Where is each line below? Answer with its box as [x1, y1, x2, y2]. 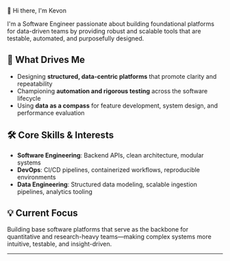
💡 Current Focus [7, 208, 79, 219]
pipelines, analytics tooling [16, 187, 92, 195]
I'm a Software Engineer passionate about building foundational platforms [7, 20, 214, 27]
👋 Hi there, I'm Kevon [7, 7, 67, 14]
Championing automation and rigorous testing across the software [16, 86, 208, 95]
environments [16, 173, 56, 181]
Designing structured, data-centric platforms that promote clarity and [16, 72, 217, 80]
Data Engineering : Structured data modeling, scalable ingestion [16, 180, 197, 188]
